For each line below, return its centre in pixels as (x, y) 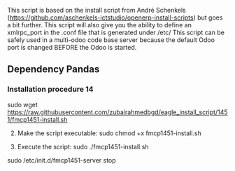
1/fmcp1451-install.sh (37, 119)
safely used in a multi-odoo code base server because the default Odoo (111, 40)
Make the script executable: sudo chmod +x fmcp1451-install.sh (109, 133)
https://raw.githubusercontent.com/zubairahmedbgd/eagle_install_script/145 (117, 112)
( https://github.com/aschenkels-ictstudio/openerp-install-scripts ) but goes (115, 18)
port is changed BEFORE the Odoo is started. (72, 47)
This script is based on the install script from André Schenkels (97, 10)
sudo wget (23, 104)
